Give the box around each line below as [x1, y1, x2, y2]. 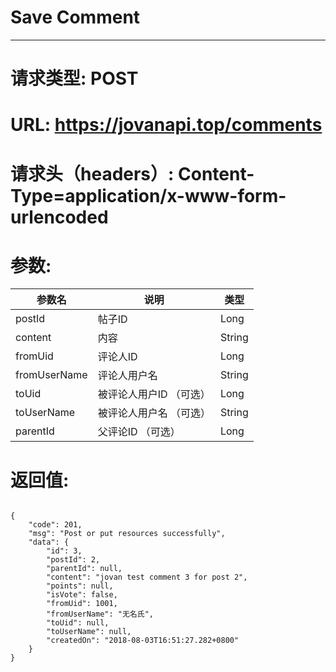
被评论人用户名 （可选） [97, 406, 211, 420]
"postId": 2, [46, 555, 101, 565]
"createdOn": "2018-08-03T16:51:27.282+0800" [46, 636, 240, 646]
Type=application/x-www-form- [10, 184, 287, 207]
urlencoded [10, 206, 109, 228]
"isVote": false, [46, 590, 118, 600]
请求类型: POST [10, 67, 139, 90]
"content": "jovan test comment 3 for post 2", [46, 572, 248, 583]
